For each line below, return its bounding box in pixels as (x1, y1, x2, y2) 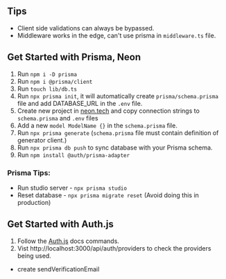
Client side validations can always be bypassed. (17, 24, 155, 32)
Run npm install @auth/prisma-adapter (17, 150, 130, 159)
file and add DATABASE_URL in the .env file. (17, 99, 143, 107)
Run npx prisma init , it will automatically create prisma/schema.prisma (17, 91, 218, 100)
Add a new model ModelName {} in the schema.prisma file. (17, 121, 178, 129)
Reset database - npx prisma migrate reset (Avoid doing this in (17, 190, 200, 199)
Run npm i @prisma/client (17, 77, 93, 85)
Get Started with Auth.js (7, 218, 114, 231)
